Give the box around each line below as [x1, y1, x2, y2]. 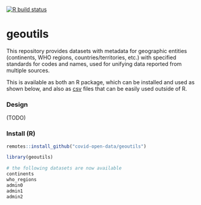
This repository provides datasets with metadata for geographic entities [6, 47, 188, 54]
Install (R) [6, 129, 36, 138]
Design [6, 100, 28, 109]
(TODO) [6, 114, 26, 121]
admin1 [6, 188, 23, 194]
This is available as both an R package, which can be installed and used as [6, 78, 195, 85]
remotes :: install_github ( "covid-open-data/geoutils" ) [6, 143, 147, 149]
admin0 [6, 182, 23, 189]
